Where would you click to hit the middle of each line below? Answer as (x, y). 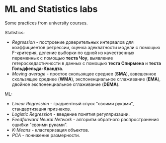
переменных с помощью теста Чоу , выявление (62, 58)
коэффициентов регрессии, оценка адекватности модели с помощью (86, 47)
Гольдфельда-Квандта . (37, 69)
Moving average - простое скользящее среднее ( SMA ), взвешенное (84, 73)
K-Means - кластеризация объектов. (50, 130)
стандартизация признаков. (41, 109)
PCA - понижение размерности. (46, 135)
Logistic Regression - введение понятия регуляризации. (71, 114)
